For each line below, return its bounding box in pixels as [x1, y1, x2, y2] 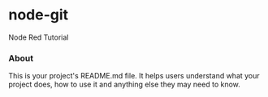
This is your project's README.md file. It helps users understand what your [8, 71, 260, 81]
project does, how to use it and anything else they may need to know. [8, 79, 241, 90]
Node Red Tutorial [8, 32, 69, 42]
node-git [8, 6, 69, 24]
